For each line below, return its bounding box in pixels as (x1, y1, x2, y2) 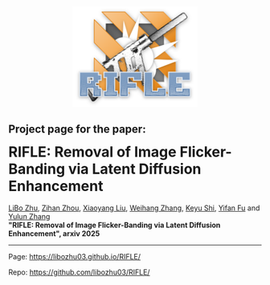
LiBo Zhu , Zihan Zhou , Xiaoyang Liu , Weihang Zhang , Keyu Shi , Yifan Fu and (8, 203, 260, 213)
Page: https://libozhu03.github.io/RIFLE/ (8, 252, 141, 262)
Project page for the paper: (8, 123, 146, 136)
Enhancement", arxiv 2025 (8, 229, 100, 238)
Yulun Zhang (8, 212, 51, 222)
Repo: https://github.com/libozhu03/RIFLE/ (8, 267, 150, 277)
